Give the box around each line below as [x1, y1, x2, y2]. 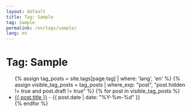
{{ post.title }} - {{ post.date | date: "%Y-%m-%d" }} [14, 94, 140, 101]
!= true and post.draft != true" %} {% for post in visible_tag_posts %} [14, 87, 180, 94]
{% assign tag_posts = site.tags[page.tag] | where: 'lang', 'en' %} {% [14, 75, 180, 82]
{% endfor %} [14, 100, 48, 107]
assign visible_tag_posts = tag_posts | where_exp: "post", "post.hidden [14, 82, 186, 89]
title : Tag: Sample [6, 14, 54, 20]
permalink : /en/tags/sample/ [6, 25, 77, 31]
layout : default [6, 8, 46, 15]
